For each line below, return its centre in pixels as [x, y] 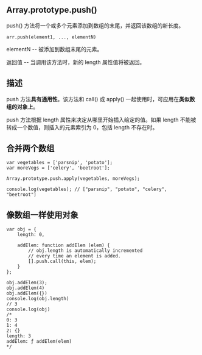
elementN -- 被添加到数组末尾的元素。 [54, 49]
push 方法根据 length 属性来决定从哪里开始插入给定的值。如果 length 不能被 [101, 120]
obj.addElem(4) [26, 288]
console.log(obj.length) [38, 299]
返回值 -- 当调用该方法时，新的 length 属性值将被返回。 [75, 62]
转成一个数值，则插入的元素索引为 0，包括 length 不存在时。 [82, 127]
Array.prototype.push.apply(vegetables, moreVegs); [73, 179]
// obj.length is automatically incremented [85, 251]
